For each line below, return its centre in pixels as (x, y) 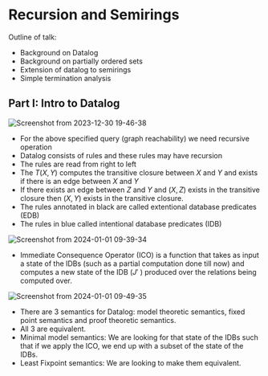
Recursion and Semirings (94, 15)
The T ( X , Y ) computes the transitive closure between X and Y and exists (139, 172)
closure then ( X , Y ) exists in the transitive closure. (102, 198)
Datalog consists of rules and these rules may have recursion (121, 155)
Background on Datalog (59, 52)
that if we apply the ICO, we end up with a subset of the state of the (132, 345)
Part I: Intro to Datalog (64, 103)
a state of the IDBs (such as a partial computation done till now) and (132, 264)
